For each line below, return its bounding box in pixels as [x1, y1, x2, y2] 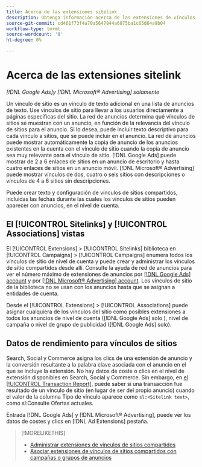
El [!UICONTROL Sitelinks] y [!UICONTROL [6, 219, 168, 230]
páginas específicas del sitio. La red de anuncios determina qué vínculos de [6, 113, 195, 120]
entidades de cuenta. [6, 290, 59, 297]
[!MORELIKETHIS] [21, 429, 66, 436]
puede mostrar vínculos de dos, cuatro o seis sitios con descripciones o [6, 171, 185, 178]
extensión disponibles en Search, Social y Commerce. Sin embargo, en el [6, 373, 188, 381]
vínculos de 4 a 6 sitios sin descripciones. [6, 177, 110, 185]
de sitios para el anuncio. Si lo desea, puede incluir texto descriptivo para [6, 125, 189, 133]
